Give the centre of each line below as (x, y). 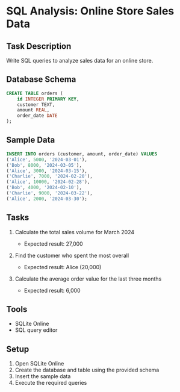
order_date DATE (38, 116)
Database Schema (41, 79)
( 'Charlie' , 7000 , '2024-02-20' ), (50, 176)
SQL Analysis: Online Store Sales (90, 11)
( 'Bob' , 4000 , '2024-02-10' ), (44, 188)
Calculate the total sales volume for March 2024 (74, 232)
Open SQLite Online (39, 364)
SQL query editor (36, 330)
